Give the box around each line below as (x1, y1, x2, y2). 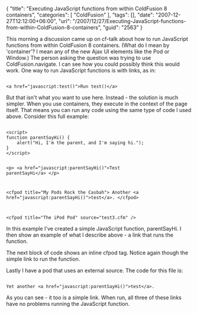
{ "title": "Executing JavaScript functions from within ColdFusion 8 (6, 5, 167, 12)
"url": (58, 18, 72, 24)
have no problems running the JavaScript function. (6, 300, 130, 307)
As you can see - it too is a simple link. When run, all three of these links (6, 293, 182, 301)
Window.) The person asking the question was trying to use (6, 55, 151, 61)
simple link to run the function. (6, 255, 80, 263)
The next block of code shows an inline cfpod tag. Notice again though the (6, 249, 188, 256)
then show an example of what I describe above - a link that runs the (6, 231, 173, 238)
